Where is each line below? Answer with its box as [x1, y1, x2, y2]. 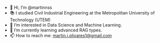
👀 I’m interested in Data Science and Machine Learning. [9, 22, 122, 28]
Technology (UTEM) [9, 17, 51, 23]
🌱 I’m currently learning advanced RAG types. [9, 27, 102, 33]
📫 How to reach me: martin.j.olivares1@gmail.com [9, 33, 112, 38]
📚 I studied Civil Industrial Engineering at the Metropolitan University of [9, 10, 155, 15]
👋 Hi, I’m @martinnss [9, 5, 53, 10]
